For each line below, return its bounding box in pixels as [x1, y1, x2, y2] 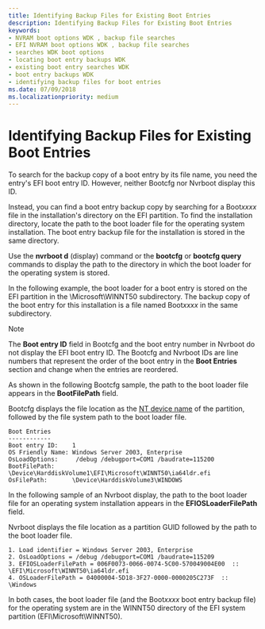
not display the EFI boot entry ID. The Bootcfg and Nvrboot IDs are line [8, 348, 239, 358]
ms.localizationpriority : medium [8, 93, 119, 101]
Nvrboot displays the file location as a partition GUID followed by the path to [8, 523, 257, 532]
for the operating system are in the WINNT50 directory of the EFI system [8, 604, 246, 613]
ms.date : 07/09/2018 [8, 85, 77, 94]
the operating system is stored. [8, 268, 110, 278]
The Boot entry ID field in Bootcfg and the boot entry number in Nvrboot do [8, 339, 255, 349]
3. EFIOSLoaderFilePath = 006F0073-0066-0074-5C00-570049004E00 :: [8, 560, 240, 568]
